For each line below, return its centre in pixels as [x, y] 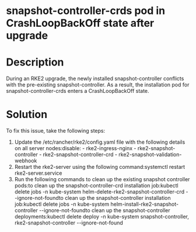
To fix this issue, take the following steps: [56, 131]
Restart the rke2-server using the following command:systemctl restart [100, 167]
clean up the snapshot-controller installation [118, 198]
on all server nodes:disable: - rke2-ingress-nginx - [75, 148]
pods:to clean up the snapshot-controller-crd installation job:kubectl [97, 186]
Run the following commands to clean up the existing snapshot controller [102, 179]
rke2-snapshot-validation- [150, 155]
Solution [27, 115]
